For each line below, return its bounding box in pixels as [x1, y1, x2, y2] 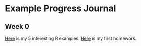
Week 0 [5, 23, 30, 31]
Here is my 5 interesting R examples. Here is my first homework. [5, 35, 137, 41]
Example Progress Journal [5, 3, 116, 14]
